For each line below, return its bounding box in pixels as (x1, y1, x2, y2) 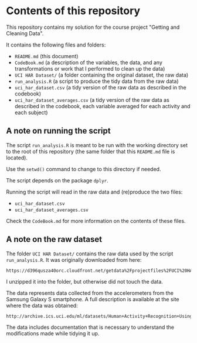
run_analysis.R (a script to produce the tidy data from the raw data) (14, 78, 179, 85)
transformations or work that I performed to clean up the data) (14, 65, 165, 72)
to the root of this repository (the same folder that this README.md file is (6, 148, 175, 155)
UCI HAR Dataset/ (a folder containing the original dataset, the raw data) (14, 71, 189, 78)
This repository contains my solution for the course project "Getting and (6, 24, 180, 31)
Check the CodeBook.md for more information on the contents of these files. (6, 217, 186, 224)
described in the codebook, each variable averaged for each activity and (14, 102, 191, 109)
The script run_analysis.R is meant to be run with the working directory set (6, 141, 188, 148)
